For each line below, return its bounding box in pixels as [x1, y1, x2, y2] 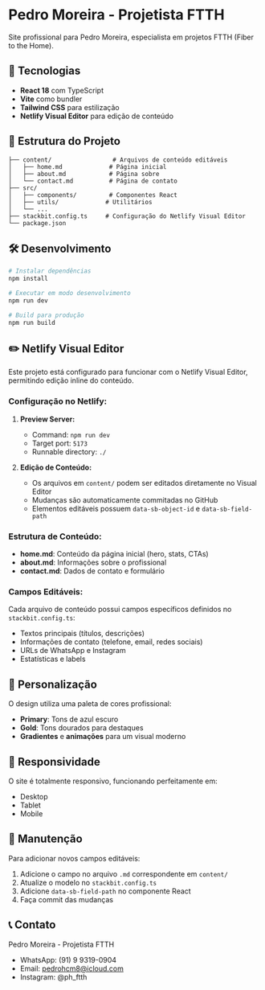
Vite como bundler [19, 94, 83, 104]
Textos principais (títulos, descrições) [19, 629, 145, 639]
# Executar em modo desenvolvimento [8, 290, 131, 298]
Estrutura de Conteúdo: [8, 531, 102, 542]
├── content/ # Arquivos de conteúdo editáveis [8, 155, 228, 164]
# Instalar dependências [8, 267, 92, 275]
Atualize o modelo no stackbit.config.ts [19, 877, 157, 887]
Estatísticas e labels [19, 654, 86, 664]
